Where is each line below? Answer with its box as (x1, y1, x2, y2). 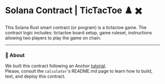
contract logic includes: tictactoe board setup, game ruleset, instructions (5, 29, 152, 35)
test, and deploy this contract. (5, 73, 66, 80)
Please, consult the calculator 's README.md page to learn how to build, (5, 68, 153, 74)
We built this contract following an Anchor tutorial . (5, 63, 107, 69)
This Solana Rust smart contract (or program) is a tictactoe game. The (5, 24, 147, 30)
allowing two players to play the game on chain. (5, 35, 102, 41)
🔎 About (5, 52, 25, 58)
